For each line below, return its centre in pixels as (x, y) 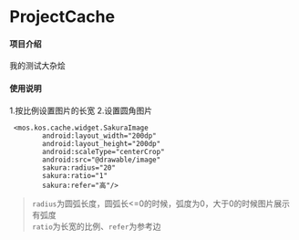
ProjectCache (62, 17)
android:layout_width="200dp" (99, 136)
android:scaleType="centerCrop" (104, 151)
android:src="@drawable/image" (102, 160)
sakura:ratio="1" (75, 175)
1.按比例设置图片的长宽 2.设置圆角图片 (81, 110)
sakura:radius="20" (79, 167)
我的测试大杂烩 (37, 66)
